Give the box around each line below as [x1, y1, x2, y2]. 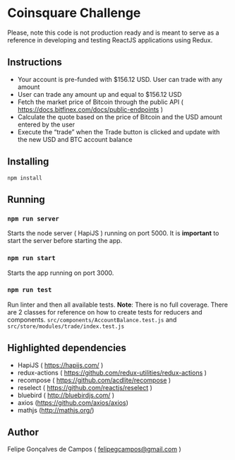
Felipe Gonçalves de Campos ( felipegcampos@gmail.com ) [7, 445, 181, 454]
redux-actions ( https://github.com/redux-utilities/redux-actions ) [17, 368, 207, 377]
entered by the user [17, 120, 76, 129]
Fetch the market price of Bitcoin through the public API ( [17, 98, 183, 106]
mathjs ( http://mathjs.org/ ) [17, 406, 95, 414]
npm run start [7, 254, 56, 262]
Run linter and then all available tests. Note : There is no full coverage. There [7, 300, 228, 309]
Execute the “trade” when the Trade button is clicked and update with [17, 127, 220, 136]
